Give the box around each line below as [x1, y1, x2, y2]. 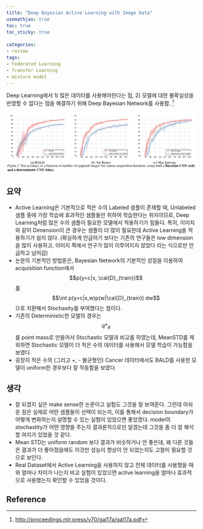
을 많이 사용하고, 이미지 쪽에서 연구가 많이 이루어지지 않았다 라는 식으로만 [14, 241, 188, 248]
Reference [6, 494, 47, 504]
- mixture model [6, 73, 47, 80]
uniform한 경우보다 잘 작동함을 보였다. [26, 364, 117, 371]
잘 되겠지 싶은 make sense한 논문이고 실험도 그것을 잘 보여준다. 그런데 [14, 401, 182, 408]
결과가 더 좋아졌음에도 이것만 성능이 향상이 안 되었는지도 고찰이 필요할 [21, 446, 186, 453]
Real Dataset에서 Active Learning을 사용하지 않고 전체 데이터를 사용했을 [14, 461, 187, 468]
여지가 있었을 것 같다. [21, 431, 72, 438]
